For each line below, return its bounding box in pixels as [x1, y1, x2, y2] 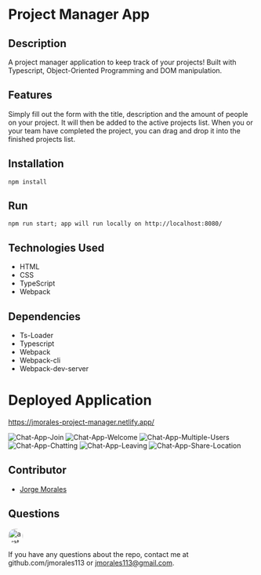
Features [8, 89, 53, 102]
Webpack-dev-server [19, 364, 89, 373]
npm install [8, 178, 47, 186]
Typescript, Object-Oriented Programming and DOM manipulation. [8, 66, 223, 75]
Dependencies [8, 310, 81, 323]
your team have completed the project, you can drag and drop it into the [8, 126, 241, 135]
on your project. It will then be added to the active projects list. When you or [8, 118, 253, 127]
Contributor [8, 464, 67, 477]
